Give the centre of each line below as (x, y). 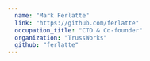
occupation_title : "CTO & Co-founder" (79, 30)
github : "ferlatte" (47, 45)
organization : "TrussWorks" (61, 38)
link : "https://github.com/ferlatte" (77, 23)
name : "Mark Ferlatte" (52, 15)
